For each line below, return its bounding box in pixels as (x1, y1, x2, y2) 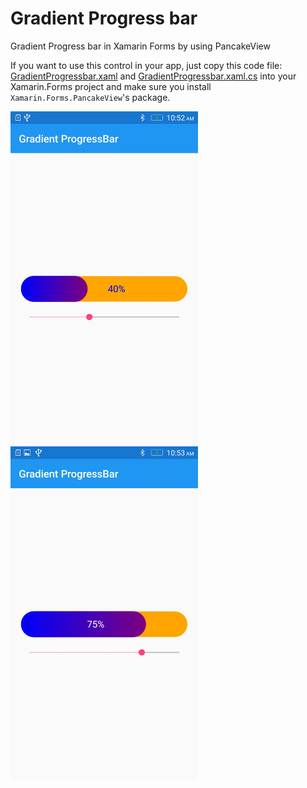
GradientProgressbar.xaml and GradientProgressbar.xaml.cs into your (10, 70, 297, 82)
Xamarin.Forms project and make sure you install (10, 80, 212, 92)
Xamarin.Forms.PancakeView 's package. (10, 91, 171, 103)
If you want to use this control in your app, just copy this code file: (10, 59, 283, 71)
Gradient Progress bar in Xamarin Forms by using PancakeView (10, 40, 271, 52)
